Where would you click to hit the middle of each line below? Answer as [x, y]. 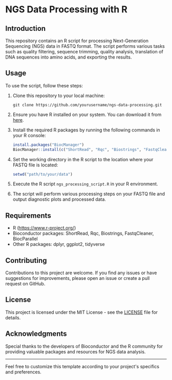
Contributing [26, 260]
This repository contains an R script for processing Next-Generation [77, 41]
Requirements [28, 215]
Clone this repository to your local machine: [59, 96]
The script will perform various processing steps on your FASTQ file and [89, 194]
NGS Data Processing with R [67, 9]
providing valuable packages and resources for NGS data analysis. [76, 351]
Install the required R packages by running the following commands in [86, 130]
